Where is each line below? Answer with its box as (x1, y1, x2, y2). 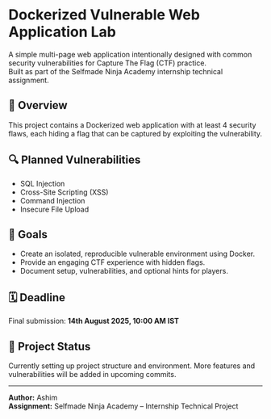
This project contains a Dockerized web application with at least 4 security (8, 119, 256, 130)
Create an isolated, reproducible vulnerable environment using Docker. (19, 249, 256, 259)
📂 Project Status (8, 339, 91, 353)
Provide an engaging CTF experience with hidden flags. (19, 258, 206, 267)
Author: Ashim (8, 393, 58, 402)
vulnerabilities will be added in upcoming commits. (8, 370, 177, 379)
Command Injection (19, 195, 85, 205)
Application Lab (8, 23, 117, 41)
